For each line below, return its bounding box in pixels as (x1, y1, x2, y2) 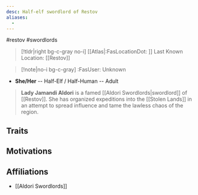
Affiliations (6, 166, 49, 177)
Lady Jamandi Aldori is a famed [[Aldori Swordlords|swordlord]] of (20, 89, 188, 97)
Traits (6, 125, 29, 136)
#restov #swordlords (6, 37, 58, 44)
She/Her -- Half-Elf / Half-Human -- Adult (14, 77, 119, 85)
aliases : (6, 14, 28, 20)
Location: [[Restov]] (20, 55, 70, 62)
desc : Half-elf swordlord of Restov (6, 8, 98, 15)
